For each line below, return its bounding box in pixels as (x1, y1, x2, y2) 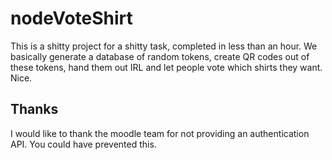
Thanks (10, 101, 59, 118)
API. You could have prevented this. (10, 138, 157, 150)
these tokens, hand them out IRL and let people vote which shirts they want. (10, 61, 323, 73)
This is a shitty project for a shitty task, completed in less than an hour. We (10, 40, 318, 52)
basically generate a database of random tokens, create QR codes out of (10, 50, 310, 62)
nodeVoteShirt (10, 7, 133, 30)
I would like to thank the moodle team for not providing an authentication (10, 127, 310, 139)
